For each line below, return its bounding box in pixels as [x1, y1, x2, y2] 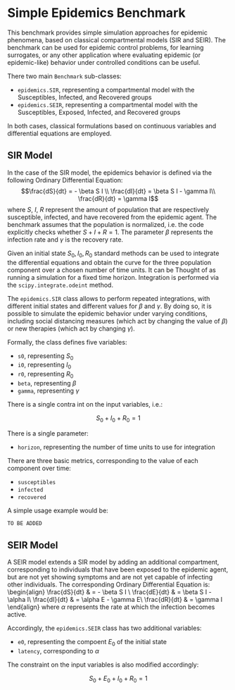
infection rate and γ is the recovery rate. [7, 235, 124, 244]
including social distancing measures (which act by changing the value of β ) [7, 316, 228, 325]
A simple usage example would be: [7, 506, 109, 515]
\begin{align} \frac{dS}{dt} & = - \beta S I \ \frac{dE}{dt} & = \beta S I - [7, 588, 212, 596]
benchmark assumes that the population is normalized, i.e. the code [7, 220, 204, 228]
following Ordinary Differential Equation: [7, 175, 123, 184]
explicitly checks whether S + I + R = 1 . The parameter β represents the [7, 228, 213, 236]
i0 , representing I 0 [17, 361, 72, 371]
